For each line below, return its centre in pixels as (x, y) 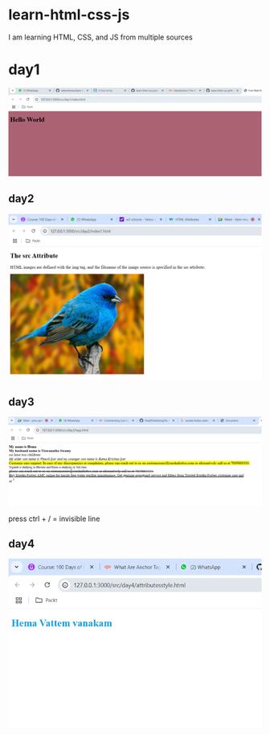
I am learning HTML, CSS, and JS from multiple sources (100, 37)
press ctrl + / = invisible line (54, 518)
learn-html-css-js (69, 15)
